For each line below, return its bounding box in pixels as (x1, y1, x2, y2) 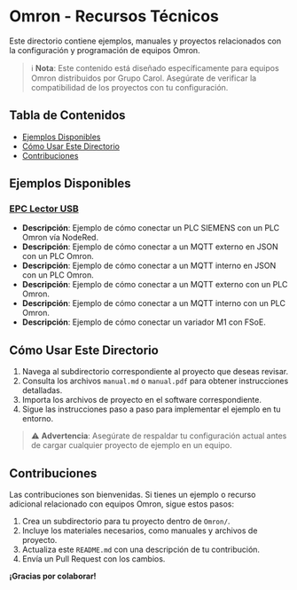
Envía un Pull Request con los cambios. (21, 554, 166, 564)
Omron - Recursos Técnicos (9, 6, 220, 27)
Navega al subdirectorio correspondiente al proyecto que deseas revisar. (21, 366, 289, 377)
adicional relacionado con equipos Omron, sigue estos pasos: (9, 499, 235, 509)
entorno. (21, 413, 54, 424)
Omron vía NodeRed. (21, 232, 99, 243)
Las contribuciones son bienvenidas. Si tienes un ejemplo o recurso (9, 490, 256, 500)
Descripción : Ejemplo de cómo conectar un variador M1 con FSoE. (21, 317, 266, 327)
